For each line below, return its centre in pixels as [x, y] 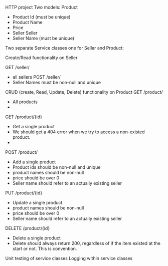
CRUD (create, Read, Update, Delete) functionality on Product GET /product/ [84, 92]
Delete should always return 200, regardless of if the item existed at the [87, 243]
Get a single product [34, 126]
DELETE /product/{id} [28, 228]
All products [25, 102]
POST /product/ [22, 152]
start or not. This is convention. [45, 248]
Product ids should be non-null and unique [56, 167]
